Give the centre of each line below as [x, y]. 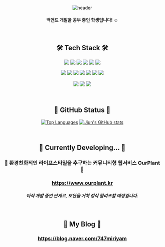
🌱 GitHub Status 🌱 [82, 110]
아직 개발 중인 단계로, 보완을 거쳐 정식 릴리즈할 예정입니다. [82, 195]
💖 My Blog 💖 [82, 224]
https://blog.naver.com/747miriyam [82, 238]
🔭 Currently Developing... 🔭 [82, 148]
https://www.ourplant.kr [82, 183]
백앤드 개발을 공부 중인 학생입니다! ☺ [82, 20]
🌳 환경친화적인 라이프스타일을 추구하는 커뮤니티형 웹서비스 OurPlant [82, 163]
